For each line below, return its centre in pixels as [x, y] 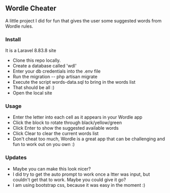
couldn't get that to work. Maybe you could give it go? [69, 179]
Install [13, 39]
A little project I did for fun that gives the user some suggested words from [83, 20]
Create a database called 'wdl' [45, 66]
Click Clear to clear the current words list [55, 134]
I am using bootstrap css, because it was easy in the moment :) [79, 185]
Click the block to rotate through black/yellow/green [67, 123]
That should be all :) [34, 88]
